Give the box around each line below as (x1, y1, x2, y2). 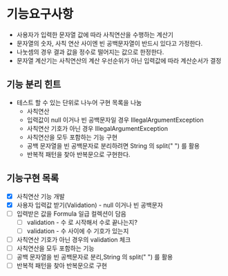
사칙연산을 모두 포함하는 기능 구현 (26, 133, 118, 141)
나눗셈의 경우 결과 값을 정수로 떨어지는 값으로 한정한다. (16, 48, 164, 56)
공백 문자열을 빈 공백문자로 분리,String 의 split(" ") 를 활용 (16, 253, 173, 261)
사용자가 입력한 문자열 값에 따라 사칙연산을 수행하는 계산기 (16, 30, 174, 39)
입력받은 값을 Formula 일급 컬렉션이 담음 (16, 209, 127, 218)
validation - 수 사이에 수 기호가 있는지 (26, 226, 129, 235)
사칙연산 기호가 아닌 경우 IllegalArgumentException (26, 124, 169, 132)
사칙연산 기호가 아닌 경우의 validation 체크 (16, 235, 131, 243)
